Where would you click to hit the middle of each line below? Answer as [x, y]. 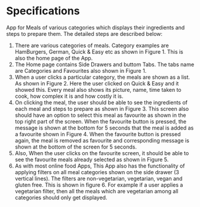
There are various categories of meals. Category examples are [92, 45]
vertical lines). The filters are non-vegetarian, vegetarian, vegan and [99, 178]
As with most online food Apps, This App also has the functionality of [100, 166]
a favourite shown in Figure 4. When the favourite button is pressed [98, 134]
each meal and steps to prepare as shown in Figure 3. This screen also [102, 109]
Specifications [43, 11]
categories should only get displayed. [61, 197]
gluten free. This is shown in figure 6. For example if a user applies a [99, 185]
